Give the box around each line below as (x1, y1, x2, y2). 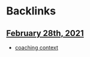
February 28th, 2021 (6, 28, 84, 38)
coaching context (14, 44, 59, 51)
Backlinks (6, 4, 56, 18)
